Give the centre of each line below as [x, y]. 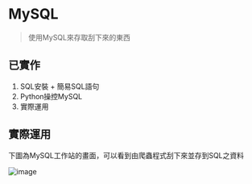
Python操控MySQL [51, 96]
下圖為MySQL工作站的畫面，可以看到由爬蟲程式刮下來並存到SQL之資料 [126, 155]
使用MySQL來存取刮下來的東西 [79, 37]
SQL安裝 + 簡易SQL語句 [60, 86]
